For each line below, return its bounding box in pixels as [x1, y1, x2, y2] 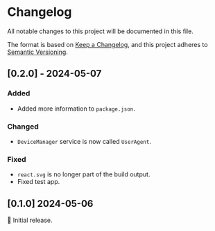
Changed [7, 122, 40, 131]
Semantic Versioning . [7, 48, 68, 56]
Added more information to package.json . [17, 104, 135, 113]
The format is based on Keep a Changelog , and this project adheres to [7, 40, 208, 48]
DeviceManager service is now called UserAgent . [17, 137, 151, 145]
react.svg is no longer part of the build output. [17, 170, 150, 178]
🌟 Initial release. [7, 216, 53, 225]
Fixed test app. [17, 178, 60, 186]
